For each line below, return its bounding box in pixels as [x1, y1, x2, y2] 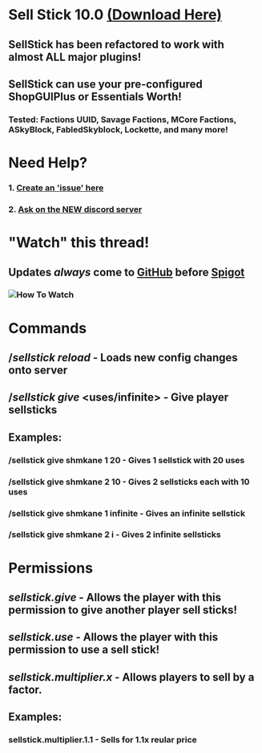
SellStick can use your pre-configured [8, 77, 203, 91]
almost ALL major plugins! [8, 50, 142, 63]
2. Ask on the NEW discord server [8, 203, 143, 214]
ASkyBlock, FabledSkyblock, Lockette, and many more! [8, 124, 228, 135]
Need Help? [8, 154, 88, 172]
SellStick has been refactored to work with [8, 38, 224, 51]
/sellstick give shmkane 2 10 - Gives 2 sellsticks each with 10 [8, 476, 250, 487]
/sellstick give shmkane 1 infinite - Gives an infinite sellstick [8, 507, 246, 519]
